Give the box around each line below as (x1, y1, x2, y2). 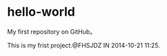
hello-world (7, 4, 76, 20)
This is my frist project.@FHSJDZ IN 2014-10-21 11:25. (7, 41, 161, 49)
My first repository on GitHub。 (7, 27, 97, 36)
